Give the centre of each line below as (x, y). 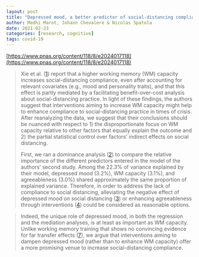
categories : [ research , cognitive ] (50, 34)
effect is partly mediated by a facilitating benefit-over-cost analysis (102, 93)
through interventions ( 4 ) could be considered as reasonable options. (105, 205)
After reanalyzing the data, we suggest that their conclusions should (104, 118)
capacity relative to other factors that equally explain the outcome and (106, 130)
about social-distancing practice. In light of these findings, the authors (106, 99)
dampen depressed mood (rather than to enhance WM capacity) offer (106, 241)
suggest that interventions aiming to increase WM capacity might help (106, 105)
